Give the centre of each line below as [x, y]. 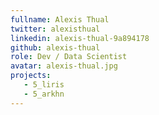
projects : [31, 76]
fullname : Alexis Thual [60, 19]
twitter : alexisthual [55, 29]
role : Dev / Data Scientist [69, 57]
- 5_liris [44, 85]
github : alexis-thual [55, 47]
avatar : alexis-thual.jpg [64, 66]
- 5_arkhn [44, 94]
